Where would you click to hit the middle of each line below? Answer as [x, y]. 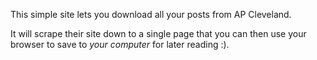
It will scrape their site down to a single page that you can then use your [158, 33]
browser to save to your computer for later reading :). [120, 44]
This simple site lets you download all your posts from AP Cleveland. [151, 14]
